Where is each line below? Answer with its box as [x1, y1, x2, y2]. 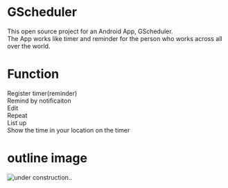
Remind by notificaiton [7, 96, 71, 105]
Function [7, 67, 60, 82]
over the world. [7, 42, 51, 50]
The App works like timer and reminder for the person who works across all [7, 34, 222, 42]
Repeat [7, 111, 28, 119]
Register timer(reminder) [7, 89, 78, 97]
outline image [7, 151, 88, 166]
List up [7, 119, 27, 127]
